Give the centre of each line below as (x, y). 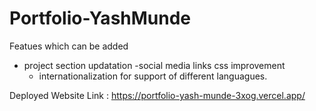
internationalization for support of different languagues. (153, 76)
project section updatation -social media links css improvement (154, 65)
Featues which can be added (69, 46)
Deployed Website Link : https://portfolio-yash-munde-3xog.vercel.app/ (157, 95)
